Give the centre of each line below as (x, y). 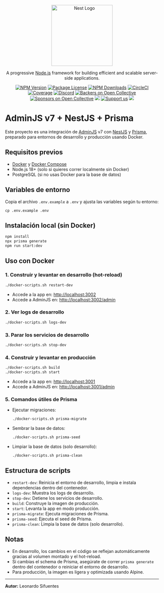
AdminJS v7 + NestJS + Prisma (69, 118)
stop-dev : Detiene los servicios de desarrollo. (58, 498)
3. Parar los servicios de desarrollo (47, 335)
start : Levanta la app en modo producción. (56, 508)
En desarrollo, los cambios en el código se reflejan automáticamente (81, 551)
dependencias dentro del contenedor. (50, 487)
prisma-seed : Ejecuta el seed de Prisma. (52, 519)
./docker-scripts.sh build (32, 368)
